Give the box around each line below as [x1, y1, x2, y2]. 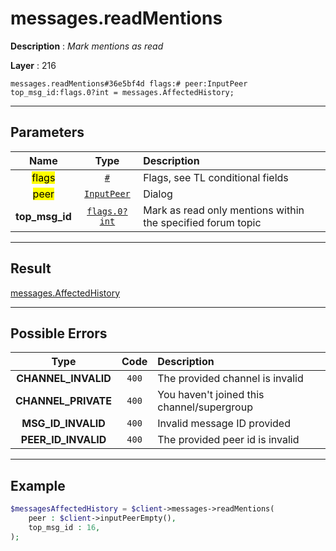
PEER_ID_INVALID [20, 433, 107, 447]
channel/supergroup [157, 400, 253, 414]
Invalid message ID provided [157, 417, 291, 431]
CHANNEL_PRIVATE [15, 394, 113, 408]
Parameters [10, 124, 85, 141]
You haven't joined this [157, 388, 265, 402]
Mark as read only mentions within [143, 203, 305, 217]
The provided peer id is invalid [157, 433, 300, 447]
